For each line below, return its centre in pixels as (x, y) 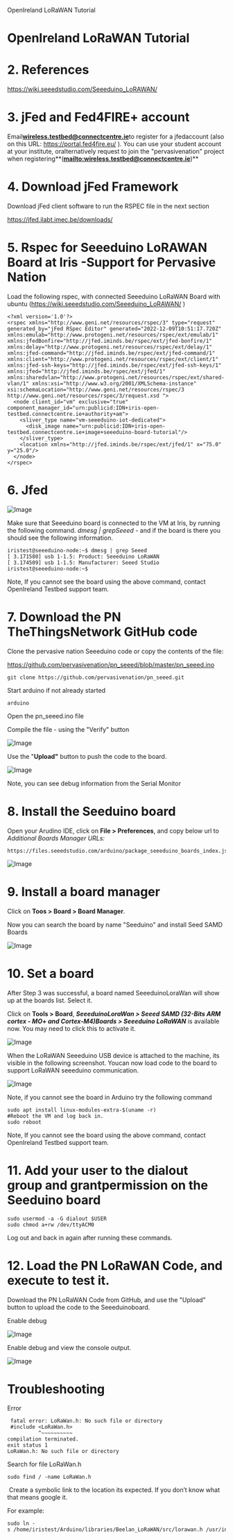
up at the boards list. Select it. (50, 1000)
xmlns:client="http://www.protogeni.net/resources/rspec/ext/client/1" (113, 359)
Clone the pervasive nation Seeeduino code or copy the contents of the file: (115, 651)
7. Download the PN (64, 617)
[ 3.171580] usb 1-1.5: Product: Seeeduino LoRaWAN (83, 556)
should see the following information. (60, 538)
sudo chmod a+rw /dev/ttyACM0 (51, 1225)
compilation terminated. (43, 1439)
